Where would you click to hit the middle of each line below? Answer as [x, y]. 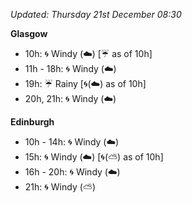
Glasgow [29, 33]
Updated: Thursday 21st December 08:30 [96, 14]
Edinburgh [32, 122]
